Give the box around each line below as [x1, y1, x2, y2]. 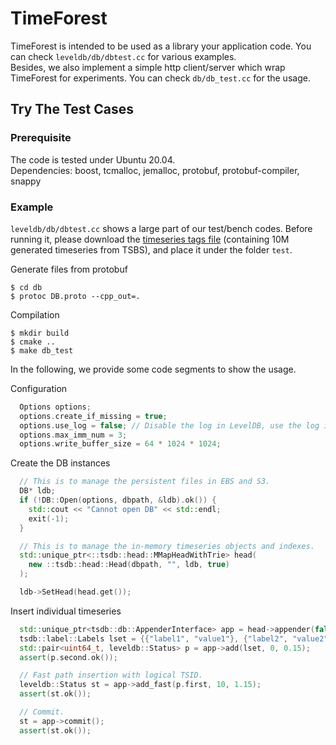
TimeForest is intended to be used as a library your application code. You [10, 40, 312, 52]
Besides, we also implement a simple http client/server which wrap [10, 61, 286, 73]
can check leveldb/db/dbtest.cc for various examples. [10, 50, 237, 62]
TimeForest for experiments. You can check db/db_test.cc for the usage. [10, 72, 311, 84]
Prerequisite [10, 131, 72, 145]
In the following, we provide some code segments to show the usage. [10, 363, 297, 375]
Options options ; [19, 402, 92, 412]
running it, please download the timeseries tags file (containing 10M [10, 233, 290, 245]
